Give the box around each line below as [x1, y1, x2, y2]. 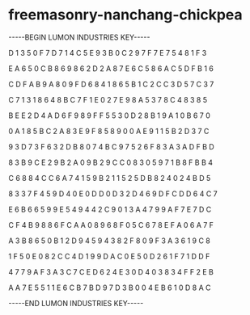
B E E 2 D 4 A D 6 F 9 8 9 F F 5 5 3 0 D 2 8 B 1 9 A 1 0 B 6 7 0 [8, 111, 210, 120]
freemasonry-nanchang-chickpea [8, 6, 243, 24]
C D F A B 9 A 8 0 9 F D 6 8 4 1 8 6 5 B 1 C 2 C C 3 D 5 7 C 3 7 [8, 79, 214, 89]
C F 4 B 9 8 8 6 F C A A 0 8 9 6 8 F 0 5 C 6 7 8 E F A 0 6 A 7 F [8, 220, 214, 229]
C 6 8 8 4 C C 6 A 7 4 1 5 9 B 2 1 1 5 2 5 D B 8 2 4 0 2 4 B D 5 [8, 173, 211, 183]
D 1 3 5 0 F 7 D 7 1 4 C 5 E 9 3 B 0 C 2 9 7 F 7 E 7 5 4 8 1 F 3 [8, 48, 207, 57]
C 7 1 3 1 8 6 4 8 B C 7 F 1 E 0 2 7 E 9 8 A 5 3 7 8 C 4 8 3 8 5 [8, 94, 208, 104]
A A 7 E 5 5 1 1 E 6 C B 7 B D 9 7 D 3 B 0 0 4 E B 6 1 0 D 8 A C [8, 283, 212, 292]
